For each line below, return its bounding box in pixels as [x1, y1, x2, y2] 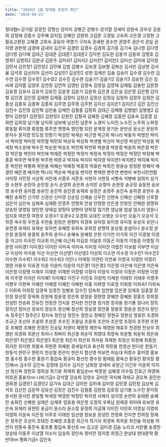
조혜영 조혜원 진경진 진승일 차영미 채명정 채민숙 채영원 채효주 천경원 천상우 [10, 324, 155, 331]
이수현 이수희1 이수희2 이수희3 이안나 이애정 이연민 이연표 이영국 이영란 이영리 [5, 256, 157, 262]
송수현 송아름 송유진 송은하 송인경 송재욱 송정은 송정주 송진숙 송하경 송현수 [10, 187, 155, 194]
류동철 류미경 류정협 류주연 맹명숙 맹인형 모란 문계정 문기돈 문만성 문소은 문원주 [5, 125, 159, 132]
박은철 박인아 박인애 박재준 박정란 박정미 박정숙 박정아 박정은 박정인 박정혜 [10, 150, 155, 157]
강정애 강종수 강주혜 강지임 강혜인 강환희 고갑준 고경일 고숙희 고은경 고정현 [10, 32, 155, 38]
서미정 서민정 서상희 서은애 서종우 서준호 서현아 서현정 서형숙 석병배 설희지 [5, 175, 150, 181]
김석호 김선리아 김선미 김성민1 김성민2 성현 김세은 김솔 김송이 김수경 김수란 [10, 70, 155, 76]
